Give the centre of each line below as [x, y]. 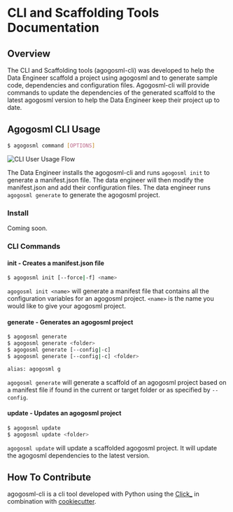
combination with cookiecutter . [52, 502]
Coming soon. [27, 228]
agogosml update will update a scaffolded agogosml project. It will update [112, 448]
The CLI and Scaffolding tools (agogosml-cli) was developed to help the [111, 70]
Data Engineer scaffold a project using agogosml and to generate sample [113, 78]
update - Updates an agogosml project [64, 413]
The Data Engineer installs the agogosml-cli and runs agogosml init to [108, 172]
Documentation [54, 28]
